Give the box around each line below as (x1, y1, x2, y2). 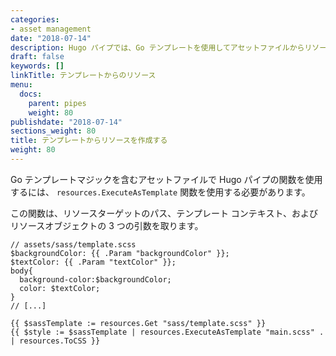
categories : (10, 14, 60, 25)
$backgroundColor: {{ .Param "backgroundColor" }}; (10, 248, 230, 258)
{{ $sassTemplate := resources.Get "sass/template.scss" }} (10, 318, 267, 328)
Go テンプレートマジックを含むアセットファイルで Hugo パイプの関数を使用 (10, 173, 323, 185)
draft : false (10, 52, 65, 62)
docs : (19, 89, 43, 99)
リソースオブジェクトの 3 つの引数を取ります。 (10, 219, 204, 231)
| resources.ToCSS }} (10, 336, 101, 346)
